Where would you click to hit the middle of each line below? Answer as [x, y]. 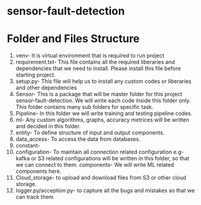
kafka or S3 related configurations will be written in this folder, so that [102, 158]
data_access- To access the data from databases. [78, 139]
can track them [35, 197]
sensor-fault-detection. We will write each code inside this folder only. [103, 100]
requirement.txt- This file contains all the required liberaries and [95, 62]
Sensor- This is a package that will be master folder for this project [99, 94]
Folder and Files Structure [73, 39]
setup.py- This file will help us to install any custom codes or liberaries [103, 81]
